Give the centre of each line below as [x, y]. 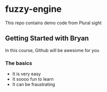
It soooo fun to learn [33, 79]
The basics [19, 63]
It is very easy [26, 74]
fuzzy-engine [33, 9]
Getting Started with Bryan [47, 38]
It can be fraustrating [34, 85]
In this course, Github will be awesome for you [52, 50]
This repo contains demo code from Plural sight [53, 23]
